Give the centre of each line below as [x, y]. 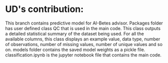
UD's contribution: [44, 9]
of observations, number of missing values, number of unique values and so [84, 44]
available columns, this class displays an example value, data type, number [83, 39]
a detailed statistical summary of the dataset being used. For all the [75, 33]
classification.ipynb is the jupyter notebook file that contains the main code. [83, 55]
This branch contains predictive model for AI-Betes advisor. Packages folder [84, 23]
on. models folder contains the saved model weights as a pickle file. [75, 49]
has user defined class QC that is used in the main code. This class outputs [83, 28]
